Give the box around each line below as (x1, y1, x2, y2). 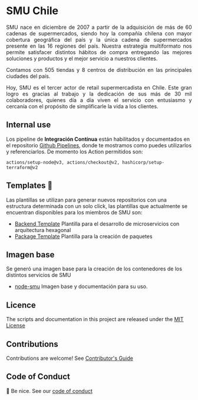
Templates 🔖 (6, 181, 53, 191)
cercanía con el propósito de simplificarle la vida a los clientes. (6, 103, 159, 110)
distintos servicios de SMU (6, 272, 71, 279)
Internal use (6, 120, 51, 130)
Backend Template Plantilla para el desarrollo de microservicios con (14, 220, 180, 227)
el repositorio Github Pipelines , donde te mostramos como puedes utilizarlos (6, 141, 192, 148)
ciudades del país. (6, 72, 51, 80)
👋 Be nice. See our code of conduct (6, 387, 93, 394)
